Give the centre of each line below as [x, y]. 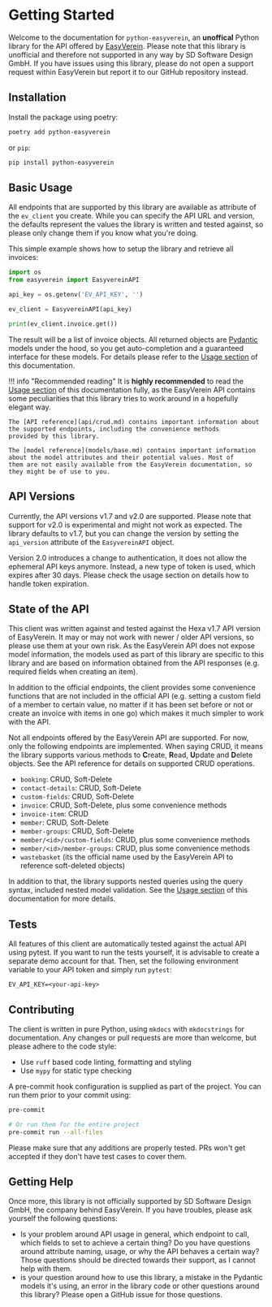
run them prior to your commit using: [70, 1095]
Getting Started [62, 15]
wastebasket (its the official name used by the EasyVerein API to [127, 857]
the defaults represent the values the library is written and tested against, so [136, 224]
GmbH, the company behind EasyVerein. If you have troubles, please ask [130, 1210]
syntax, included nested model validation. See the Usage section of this [128, 890]
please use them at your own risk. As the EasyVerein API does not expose [132, 646]
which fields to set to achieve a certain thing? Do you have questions [135, 1243]
